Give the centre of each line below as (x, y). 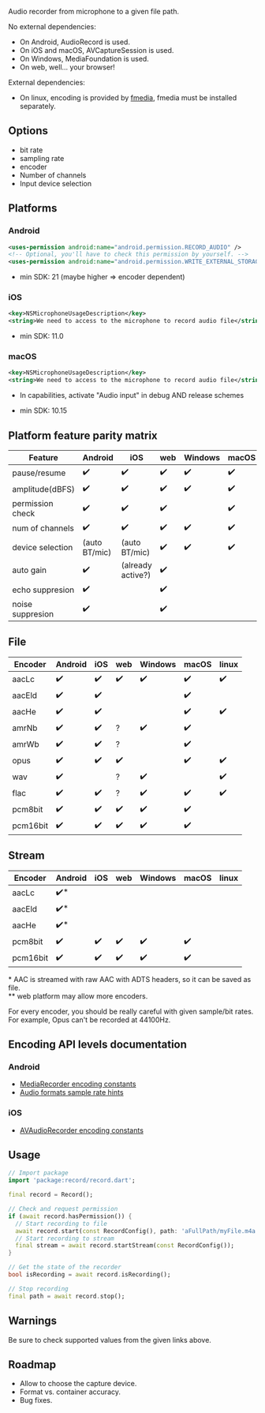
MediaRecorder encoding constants (78, 1084)
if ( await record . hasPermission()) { (70, 1216)
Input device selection (56, 183)
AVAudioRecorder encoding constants (82, 1130)
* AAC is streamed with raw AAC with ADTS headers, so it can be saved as (130, 979)
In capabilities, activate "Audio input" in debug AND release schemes (132, 395)
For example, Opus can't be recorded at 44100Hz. (90, 1019)
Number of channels (53, 175)
